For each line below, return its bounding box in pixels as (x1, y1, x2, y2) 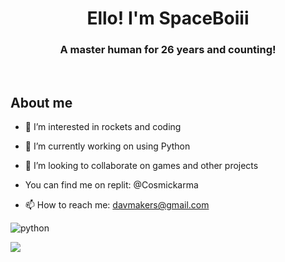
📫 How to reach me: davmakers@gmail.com (24, 199, 210, 211)
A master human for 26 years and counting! (59, 43, 277, 57)
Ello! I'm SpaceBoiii (86, 7, 250, 30)
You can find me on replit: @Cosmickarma (24, 179, 199, 191)
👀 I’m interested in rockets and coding (24, 121, 182, 133)
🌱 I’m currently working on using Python (24, 140, 191, 152)
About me (10, 94, 73, 111)
